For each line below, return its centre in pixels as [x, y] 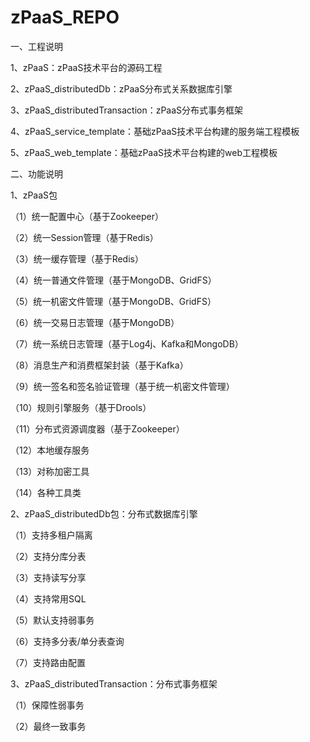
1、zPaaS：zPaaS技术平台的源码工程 [86, 67]
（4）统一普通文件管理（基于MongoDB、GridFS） [113, 280]
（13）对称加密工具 [50, 471]
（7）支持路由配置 [48, 662]
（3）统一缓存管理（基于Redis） [77, 258]
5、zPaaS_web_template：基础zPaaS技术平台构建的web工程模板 [144, 152]
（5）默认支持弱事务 [52, 620]
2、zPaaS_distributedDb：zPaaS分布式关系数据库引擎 [121, 88]
